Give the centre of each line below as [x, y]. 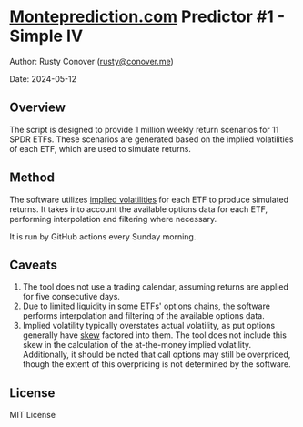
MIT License [33, 415]
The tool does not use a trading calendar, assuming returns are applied [156, 287]
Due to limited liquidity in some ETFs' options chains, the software [146, 306]
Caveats [33, 264]
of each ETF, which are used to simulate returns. [100, 148]
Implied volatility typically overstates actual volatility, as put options [149, 326]
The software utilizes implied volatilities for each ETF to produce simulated [149, 199]
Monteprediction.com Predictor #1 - [147, 17]
